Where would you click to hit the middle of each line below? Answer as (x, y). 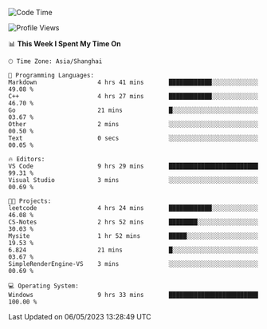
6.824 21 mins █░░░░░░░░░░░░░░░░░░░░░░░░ (133, 250)
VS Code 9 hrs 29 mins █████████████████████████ (133, 166)
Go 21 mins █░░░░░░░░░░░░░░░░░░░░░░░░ (133, 110)
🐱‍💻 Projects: (30, 201)
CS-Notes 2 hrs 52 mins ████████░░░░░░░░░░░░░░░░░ (133, 222)
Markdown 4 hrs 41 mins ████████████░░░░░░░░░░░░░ (133, 82)
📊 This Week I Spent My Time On (65, 44)
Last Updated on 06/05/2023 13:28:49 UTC (80, 317)
